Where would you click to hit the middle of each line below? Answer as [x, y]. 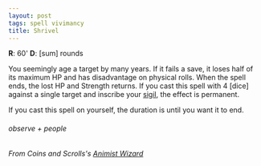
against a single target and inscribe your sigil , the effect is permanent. [124, 95]
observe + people [37, 128]
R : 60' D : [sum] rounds [46, 54]
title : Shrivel [34, 30]
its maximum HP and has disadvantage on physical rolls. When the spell [127, 78]
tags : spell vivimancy [46, 23]
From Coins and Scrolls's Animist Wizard [76, 153]
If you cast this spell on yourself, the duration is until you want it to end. [126, 110]
